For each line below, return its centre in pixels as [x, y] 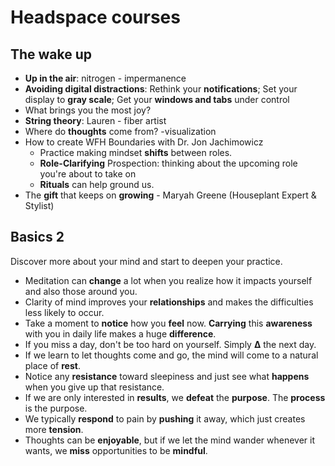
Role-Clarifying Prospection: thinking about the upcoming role [168, 163]
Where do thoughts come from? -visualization [120, 131]
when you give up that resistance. [94, 387]
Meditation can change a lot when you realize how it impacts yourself [168, 280]
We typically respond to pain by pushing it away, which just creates [165, 418]
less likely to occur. [64, 312]
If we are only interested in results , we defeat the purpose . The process [175, 397]
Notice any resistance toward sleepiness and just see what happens [167, 376]
